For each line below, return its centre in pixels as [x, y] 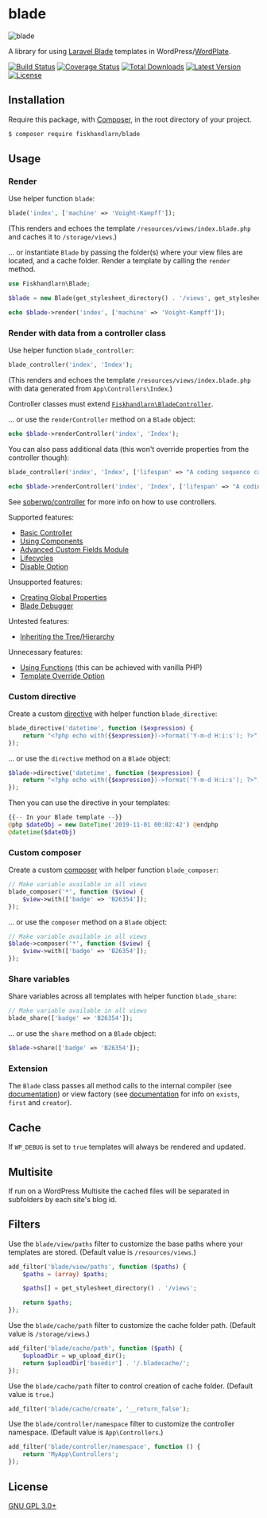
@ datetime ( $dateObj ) [43, 832]
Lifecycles [37, 558]
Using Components [51, 541]
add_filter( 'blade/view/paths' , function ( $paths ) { [97, 1267]
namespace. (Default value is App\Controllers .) [86, 1432]
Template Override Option [62, 675]
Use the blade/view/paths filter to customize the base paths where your [126, 1244]
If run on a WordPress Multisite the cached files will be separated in [119, 1191]
